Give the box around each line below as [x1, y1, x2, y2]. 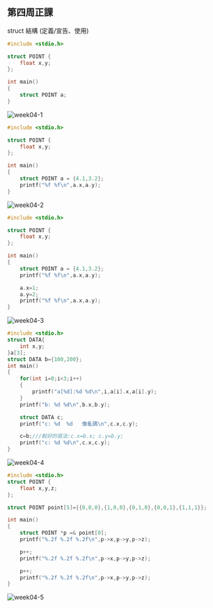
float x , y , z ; [19, 485, 58, 492]
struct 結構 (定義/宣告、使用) [7, 26, 89, 35]
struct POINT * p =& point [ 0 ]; [19, 529, 108, 537]
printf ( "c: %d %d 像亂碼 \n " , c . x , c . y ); [19, 420, 139, 427]
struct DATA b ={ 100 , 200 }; [7, 356, 82, 363]
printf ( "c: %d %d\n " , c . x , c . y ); [19, 439, 111, 446]
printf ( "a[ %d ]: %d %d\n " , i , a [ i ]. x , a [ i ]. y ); [32, 388, 157, 395]
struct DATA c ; [19, 413, 64, 420]
